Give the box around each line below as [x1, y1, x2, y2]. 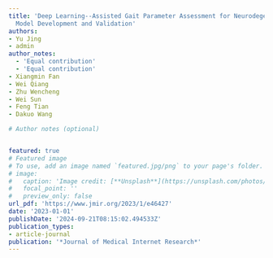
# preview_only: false [8, 192, 93, 200]
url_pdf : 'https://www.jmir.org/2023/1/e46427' [8, 200, 173, 208]
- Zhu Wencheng [8, 87, 60, 96]
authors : [8, 27, 38, 35]
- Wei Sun [8, 95, 42, 103]
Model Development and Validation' [15, 20, 136, 28]
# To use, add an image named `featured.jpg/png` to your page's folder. [8, 162, 264, 170]
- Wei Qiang [8, 80, 49, 88]
